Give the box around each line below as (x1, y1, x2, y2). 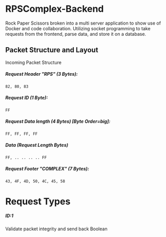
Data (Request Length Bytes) (5, 142, 68, 148)
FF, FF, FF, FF (5, 131, 38, 136)
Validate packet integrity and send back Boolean (5, 226, 108, 232)
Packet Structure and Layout (5, 46, 98, 54)
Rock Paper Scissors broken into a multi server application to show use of (5, 20, 161, 26)
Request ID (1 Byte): (5, 95, 48, 101)
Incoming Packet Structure (5, 59, 61, 66)
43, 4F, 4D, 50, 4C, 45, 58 (5, 179, 66, 184)
